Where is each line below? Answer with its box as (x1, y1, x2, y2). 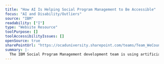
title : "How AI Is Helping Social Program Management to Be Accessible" (5, 7, 156, 12)
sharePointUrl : (5, 43, 36, 48)
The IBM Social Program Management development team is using (9, 51, 139, 57)
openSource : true (5, 38, 41, 43)
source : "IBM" (5, 16, 34, 21)
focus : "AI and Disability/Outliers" (5, 12, 82, 16)
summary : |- (5, 47, 29, 52)
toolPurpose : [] (5, 29, 38, 34)
